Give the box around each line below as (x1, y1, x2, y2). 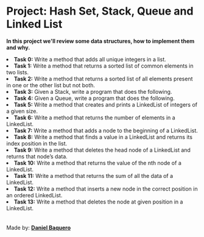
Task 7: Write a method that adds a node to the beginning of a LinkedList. (14, 127, 198, 134)
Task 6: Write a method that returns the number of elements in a (14, 114, 175, 121)
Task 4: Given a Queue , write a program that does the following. (14, 94, 175, 102)
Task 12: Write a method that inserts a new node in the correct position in (14, 185, 198, 193)
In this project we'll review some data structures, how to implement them (6, 37, 195, 44)
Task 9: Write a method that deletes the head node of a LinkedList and (14, 146, 191, 154)
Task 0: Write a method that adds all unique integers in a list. (14, 55, 166, 63)
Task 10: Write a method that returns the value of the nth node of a (14, 159, 181, 166)
